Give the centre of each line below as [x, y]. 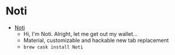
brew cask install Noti [53, 47]
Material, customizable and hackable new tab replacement [96, 40]
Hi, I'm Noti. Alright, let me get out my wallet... [81, 33]
